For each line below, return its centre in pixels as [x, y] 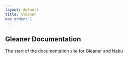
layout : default [22, 10]
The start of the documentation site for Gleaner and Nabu [64, 51]
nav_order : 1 [19, 19]
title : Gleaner [21, 14]
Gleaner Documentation [43, 39]
